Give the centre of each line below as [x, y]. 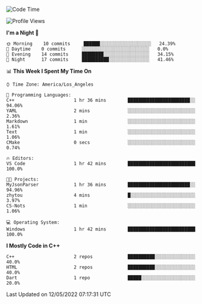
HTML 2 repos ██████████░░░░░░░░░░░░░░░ [101, 267]
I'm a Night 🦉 [23, 33]
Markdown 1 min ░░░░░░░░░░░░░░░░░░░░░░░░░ [101, 121]
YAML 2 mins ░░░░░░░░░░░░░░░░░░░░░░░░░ [101, 111]
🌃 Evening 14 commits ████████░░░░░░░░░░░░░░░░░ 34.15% [90, 54]
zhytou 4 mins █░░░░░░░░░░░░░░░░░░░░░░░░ [101, 195]
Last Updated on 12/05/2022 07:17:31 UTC [59, 294]
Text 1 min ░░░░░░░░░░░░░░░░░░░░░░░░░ [101, 132]
